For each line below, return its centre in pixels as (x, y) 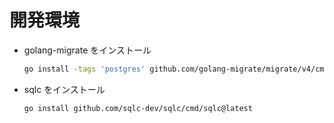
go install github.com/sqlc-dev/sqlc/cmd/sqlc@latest (138, 108)
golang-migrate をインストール (87, 50)
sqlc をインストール (64, 89)
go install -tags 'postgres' (84, 69)
